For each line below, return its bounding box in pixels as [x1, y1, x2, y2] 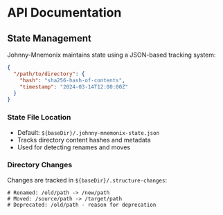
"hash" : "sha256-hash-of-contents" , [19, 77, 126, 84]
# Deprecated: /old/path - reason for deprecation [7, 201, 157, 208]
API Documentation [7, 5, 122, 21]
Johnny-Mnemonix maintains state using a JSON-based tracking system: [7, 50, 216, 59]
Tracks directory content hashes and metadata [17, 135, 151, 144]
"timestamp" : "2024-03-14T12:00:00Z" [19, 83, 129, 91]
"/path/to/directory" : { [13, 71, 85, 77]
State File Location [7, 113, 71, 122]
